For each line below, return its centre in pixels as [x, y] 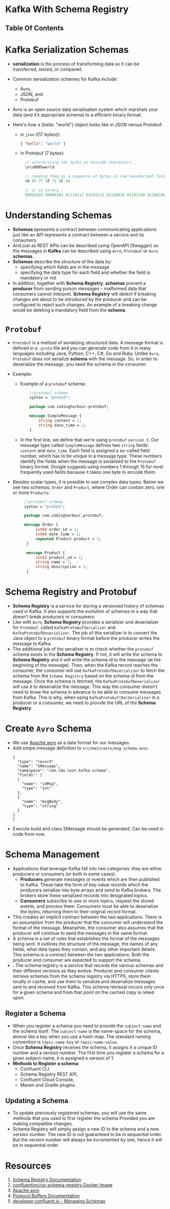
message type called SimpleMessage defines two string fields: [84, 445]
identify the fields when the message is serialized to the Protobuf [88, 461]
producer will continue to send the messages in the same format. [80, 933]
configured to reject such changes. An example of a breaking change [85, 304]
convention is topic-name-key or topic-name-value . [65, 1042]
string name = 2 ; [53, 562]
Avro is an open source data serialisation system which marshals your [85, 109]
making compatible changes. [43, 1124]
